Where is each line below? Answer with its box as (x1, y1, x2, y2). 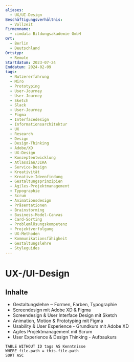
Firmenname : (5, 27, 31, 32)
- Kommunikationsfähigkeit (10, 236, 68, 241)
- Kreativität (10, 169, 40, 175)
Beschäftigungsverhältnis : (5, 17, 63, 22)
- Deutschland (10, 46, 40, 51)
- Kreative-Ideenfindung (10, 174, 63, 179)
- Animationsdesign (10, 198, 52, 203)
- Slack (10, 103, 27, 108)
